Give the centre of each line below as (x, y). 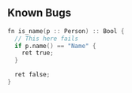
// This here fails (47, 39)
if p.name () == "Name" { (55, 46)
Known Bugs (40, 13)
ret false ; (32, 75)
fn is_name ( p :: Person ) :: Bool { (66, 31)
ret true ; (38, 53)
